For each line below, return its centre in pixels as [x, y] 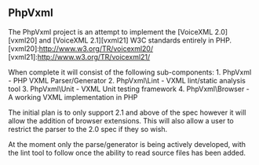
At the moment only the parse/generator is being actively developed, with [127, 144]
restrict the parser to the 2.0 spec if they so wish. [88, 129]
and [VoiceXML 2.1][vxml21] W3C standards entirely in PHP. [135, 40]
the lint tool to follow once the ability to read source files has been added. [127, 152]
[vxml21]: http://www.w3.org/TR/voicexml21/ [79, 57]
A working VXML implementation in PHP [73, 97]
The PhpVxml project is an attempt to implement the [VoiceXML [111, 31]
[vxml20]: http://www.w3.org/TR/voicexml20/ [81, 48]
